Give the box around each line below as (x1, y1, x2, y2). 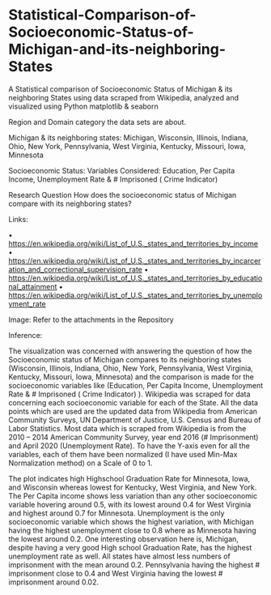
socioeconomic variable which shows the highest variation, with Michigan (8, 516, 255, 526)
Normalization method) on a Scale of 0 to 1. (8, 458, 153, 468)
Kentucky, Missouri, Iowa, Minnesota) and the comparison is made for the (8, 371, 255, 382)
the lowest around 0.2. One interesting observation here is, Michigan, (8, 533, 239, 544)
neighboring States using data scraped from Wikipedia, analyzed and (8, 92, 239, 102)
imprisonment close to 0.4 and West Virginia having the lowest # (8, 568, 223, 578)
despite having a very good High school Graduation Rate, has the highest (8, 542, 252, 552)
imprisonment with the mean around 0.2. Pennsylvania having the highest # (8, 559, 260, 569)
